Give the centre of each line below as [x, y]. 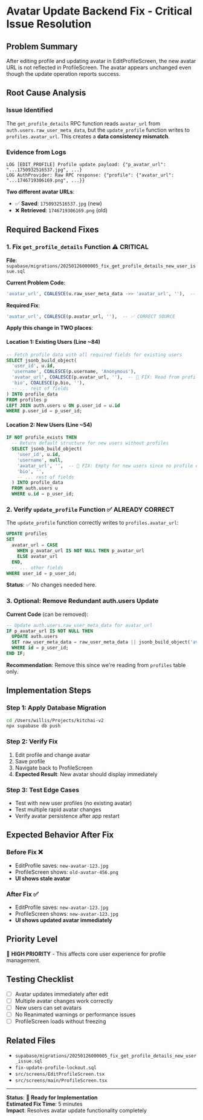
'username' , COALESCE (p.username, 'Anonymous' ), [74, 372]
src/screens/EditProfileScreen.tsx [60, 1074]
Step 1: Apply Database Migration [56, 708]
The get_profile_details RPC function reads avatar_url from [83, 123]
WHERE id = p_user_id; [40, 648]
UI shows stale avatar [43, 878]
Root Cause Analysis [46, 93]
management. [24, 960]
